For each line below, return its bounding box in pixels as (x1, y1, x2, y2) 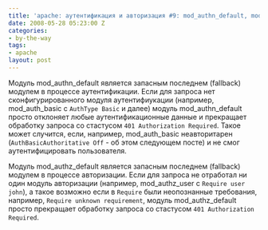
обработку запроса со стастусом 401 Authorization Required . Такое (8, 121, 242, 130)
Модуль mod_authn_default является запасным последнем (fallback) (8, 77, 241, 88)
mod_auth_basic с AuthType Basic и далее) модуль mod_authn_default (8, 103, 242, 113)
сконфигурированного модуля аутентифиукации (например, (8, 95, 215, 105)
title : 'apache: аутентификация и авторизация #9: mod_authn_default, (8, 11, 248, 20)
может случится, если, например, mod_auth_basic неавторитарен (8, 129, 233, 138)
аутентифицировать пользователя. (8, 145, 128, 156)
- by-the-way (8, 34, 52, 42)
